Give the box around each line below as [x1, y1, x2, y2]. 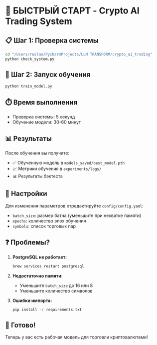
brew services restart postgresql [12, 263, 84, 268]
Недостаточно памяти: [12, 272, 63, 278]
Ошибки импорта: [12, 297, 52, 303]
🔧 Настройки [5, 189, 47, 198]
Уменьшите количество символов [19, 287, 93, 293]
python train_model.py [5, 83, 52, 88]
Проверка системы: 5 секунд [12, 114, 75, 120]
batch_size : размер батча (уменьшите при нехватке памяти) [12, 212, 142, 218]
